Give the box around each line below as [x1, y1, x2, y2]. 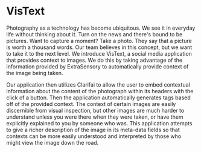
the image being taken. [6, 69, 63, 76]
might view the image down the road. [6, 139, 99, 146]
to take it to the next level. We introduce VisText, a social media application [6, 50, 192, 57]
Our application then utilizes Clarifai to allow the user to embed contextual [6, 81, 190, 88]
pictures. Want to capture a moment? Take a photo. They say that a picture [6, 37, 192, 44]
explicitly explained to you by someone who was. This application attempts [6, 119, 193, 127]
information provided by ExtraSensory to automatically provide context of [6, 62, 189, 70]
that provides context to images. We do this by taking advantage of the [6, 56, 183, 64]
